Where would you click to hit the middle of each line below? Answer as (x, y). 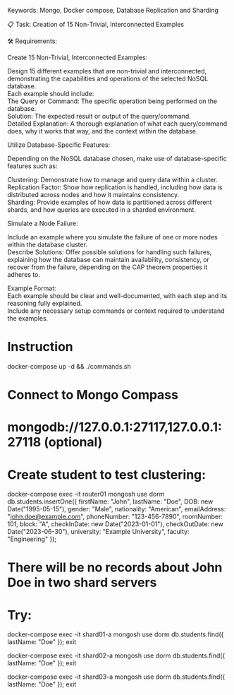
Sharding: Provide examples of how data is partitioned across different (110, 202)
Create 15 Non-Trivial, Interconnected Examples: (78, 57)
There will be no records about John (115, 568)
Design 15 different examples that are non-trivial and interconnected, (107, 71)
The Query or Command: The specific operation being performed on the (112, 101)
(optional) (73, 442)
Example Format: (32, 288)
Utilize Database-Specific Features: (59, 145)
